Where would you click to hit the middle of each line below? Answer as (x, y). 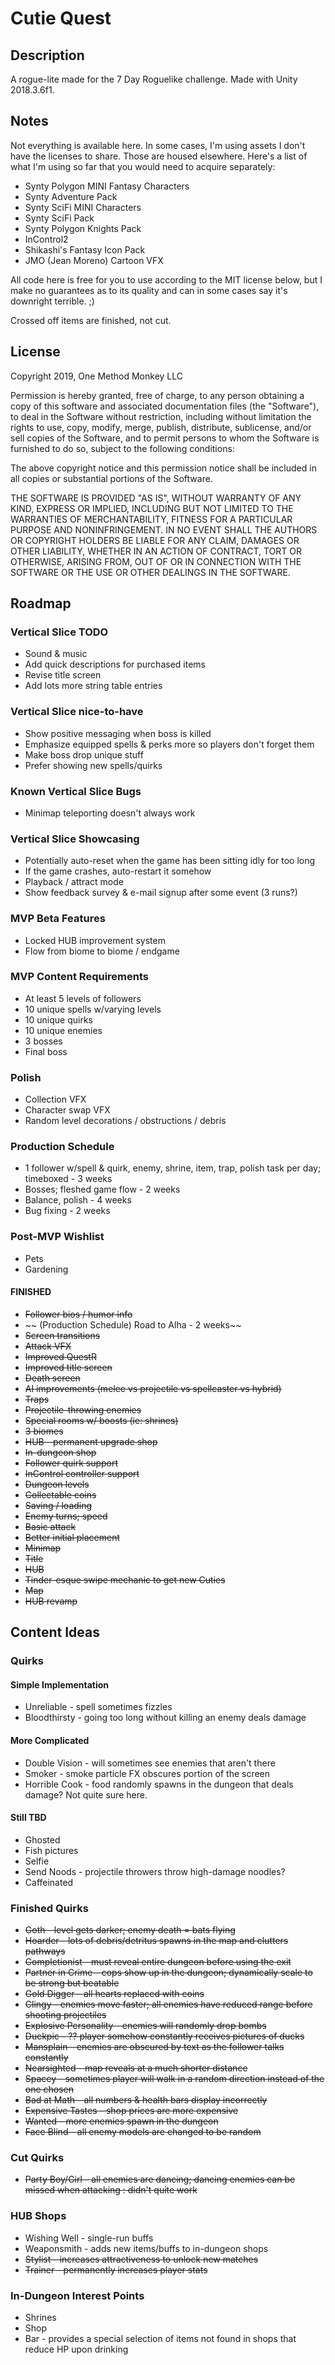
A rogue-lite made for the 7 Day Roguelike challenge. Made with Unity (154, 79)
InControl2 (46, 239)
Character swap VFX (67, 1110)
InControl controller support (82, 1473)
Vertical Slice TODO (59, 632)
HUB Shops (38, 2216)
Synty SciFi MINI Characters (83, 207)
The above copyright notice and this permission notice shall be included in (163, 468)
